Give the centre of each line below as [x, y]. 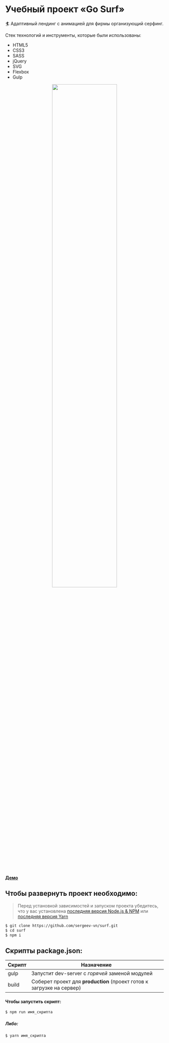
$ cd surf [16, 930]
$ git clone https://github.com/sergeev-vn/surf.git [62, 926]
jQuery [19, 61]
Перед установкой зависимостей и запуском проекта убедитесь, [88, 905]
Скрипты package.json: [44, 950]
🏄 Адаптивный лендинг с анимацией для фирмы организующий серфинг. [84, 23]
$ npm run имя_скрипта [29, 1012]
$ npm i [13, 935]
